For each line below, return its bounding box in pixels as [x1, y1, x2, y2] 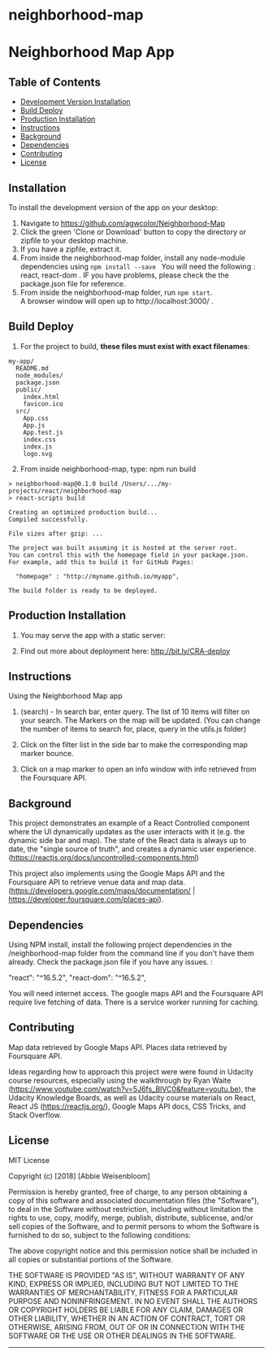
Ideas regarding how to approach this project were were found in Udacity [8, 1066, 253, 1076]
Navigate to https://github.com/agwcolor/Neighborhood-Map [19, 218, 226, 228]
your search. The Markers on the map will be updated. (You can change [19, 715, 262, 725]
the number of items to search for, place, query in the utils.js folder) [19, 724, 246, 734]
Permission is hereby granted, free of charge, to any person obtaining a [8, 1187, 248, 1196]
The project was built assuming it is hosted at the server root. [8, 544, 238, 552]
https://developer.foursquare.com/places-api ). [8, 895, 164, 904]
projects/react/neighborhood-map [8, 487, 122, 495]
